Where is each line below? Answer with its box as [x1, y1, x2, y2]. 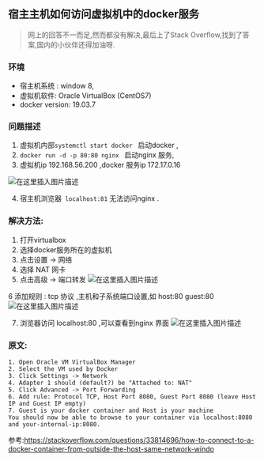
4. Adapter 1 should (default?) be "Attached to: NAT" [8, 379, 193, 387]
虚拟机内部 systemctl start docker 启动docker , [19, 141, 179, 150]
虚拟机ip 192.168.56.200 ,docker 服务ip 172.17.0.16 [19, 161, 181, 170]
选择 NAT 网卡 [19, 264, 66, 274]
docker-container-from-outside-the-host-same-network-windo [8, 444, 215, 453]
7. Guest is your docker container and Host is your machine [8, 406, 214, 414]
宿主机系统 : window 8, [19, 81, 95, 91]
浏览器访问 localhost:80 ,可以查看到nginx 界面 [19, 318, 170, 327]
